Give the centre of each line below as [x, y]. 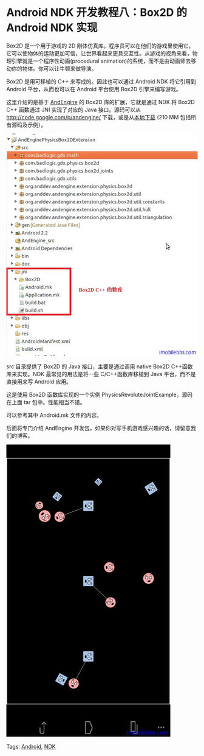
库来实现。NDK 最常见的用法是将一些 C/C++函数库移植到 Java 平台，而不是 [101, 374]
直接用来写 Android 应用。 [39, 382]
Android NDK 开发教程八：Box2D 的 [97, 12]
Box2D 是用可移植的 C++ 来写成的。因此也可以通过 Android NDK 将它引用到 [101, 81]
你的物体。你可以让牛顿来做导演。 [54, 68]
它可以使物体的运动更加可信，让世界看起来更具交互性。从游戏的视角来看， [99, 53]
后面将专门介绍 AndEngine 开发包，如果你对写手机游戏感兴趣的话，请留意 [99, 428]
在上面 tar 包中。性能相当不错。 [46, 402]
